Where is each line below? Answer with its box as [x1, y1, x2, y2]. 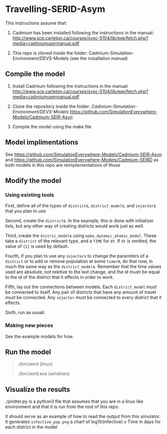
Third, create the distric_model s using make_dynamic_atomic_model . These [5, 233, 157, 239]
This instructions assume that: [5, 20, 67, 26]
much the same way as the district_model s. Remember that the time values [5, 264, 162, 270]
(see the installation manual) [69, 55, 128, 61]
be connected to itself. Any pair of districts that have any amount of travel [5, 289, 156, 295]
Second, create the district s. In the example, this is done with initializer [5, 218, 154, 224]
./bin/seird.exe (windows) [17, 371, 70, 377]
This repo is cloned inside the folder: [12, 50, 88, 56]
